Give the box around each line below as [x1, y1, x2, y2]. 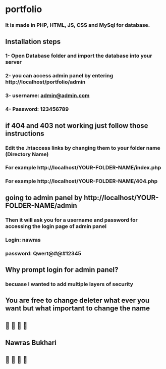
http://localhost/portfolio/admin [5, 78, 86, 85]
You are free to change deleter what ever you [5, 296, 150, 305]
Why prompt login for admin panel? [5, 265, 119, 274]
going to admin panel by [5, 193, 83, 202]
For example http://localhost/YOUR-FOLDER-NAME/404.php [5, 178, 158, 185]
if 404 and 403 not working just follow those [5, 121, 148, 130]
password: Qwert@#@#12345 [5, 250, 82, 257]
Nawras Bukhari [5, 338, 57, 347]
